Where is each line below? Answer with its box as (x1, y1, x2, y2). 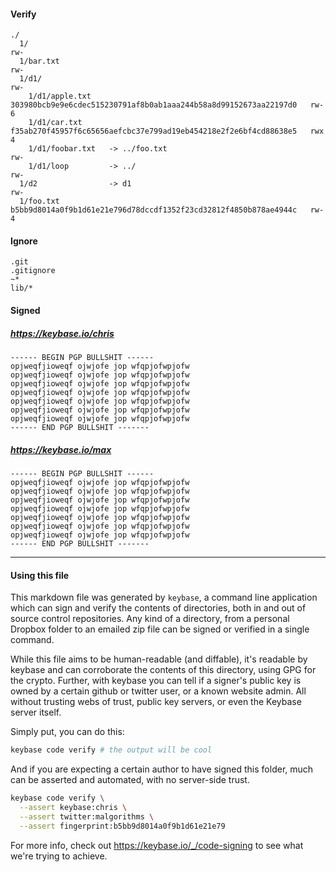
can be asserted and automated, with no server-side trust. (10, 774, 250, 786)
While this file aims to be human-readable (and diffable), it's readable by (10, 653, 308, 665)
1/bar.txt (19, 56, 60, 67)
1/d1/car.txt (28, 118, 83, 128)
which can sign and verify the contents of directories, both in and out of (10, 602, 307, 614)
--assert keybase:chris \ (19, 802, 128, 812)
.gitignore (10, 266, 56, 276)
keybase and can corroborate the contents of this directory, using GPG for (10, 664, 317, 676)
